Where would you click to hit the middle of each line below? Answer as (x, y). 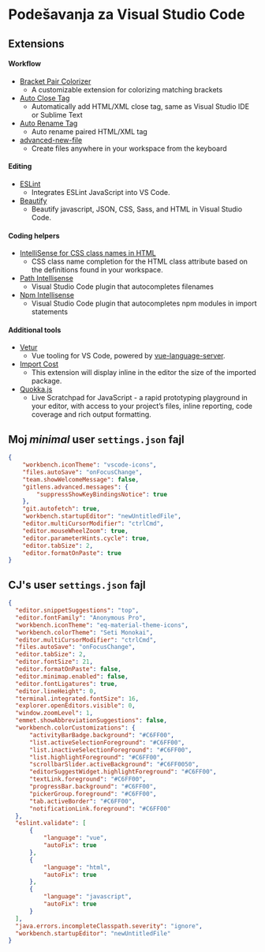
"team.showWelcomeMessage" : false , (81, 479)
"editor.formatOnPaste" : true (72, 553)
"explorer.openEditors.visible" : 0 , (75, 706)
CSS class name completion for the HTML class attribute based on (140, 261)
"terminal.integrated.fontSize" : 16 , (77, 699)
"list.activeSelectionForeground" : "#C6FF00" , (107, 742)
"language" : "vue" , (75, 838)
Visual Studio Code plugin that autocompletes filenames (123, 287)
